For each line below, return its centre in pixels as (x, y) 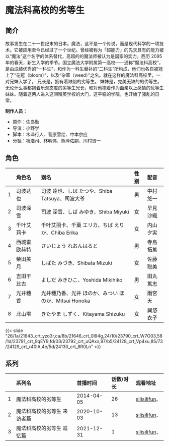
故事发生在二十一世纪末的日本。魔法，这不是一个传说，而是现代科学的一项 (82, 44)
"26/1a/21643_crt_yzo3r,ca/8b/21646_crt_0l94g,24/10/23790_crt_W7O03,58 (84, 336)
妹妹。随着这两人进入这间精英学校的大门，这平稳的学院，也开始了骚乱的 (80, 94)
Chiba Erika (65, 233)
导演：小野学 (26, 128)
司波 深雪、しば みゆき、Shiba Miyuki (85, 211)
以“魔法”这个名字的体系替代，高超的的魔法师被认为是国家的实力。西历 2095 (84, 56)
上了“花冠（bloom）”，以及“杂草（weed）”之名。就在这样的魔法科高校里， (81, 75)
